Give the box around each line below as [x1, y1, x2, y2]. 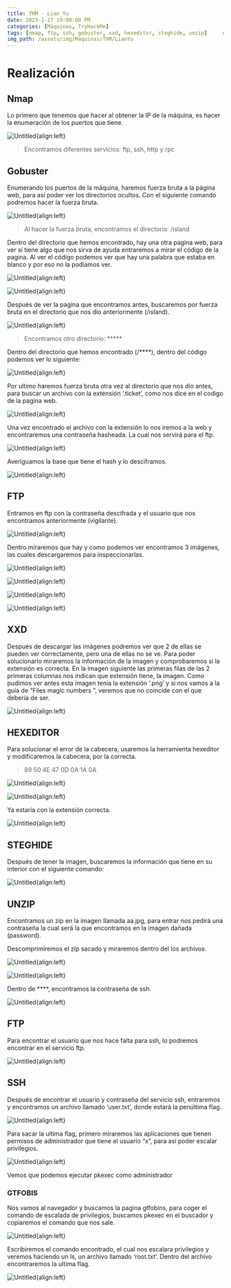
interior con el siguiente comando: [7, 865, 104, 873]
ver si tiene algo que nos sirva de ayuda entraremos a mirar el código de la [7, 246, 219, 254]
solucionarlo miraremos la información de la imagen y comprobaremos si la [7, 657, 220, 665]
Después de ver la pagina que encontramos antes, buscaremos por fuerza [7, 300, 218, 308]
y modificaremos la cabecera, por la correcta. [7, 753, 137, 761]
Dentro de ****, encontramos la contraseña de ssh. [7, 984, 152, 993]
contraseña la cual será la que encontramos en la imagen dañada [7, 924, 192, 932]
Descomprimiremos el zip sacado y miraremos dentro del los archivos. [7, 944, 207, 953]
